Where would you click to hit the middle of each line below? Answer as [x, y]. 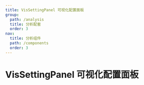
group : [12, 15]
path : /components [29, 43]
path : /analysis [27, 19]
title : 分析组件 [26, 39]
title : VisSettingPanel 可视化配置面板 [45, 10]
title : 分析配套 [26, 24]
